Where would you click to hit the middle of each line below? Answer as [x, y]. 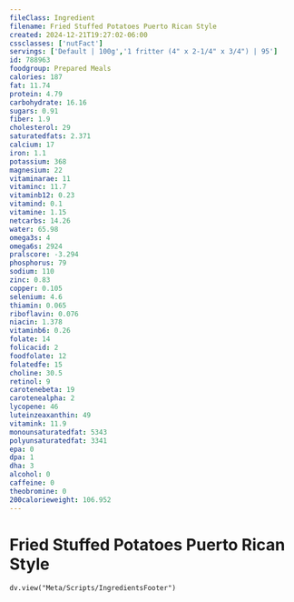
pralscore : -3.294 [44, 255]
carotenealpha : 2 [42, 398]
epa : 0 [22, 449]
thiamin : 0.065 [38, 306]
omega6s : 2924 [36, 246]
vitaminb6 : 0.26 [40, 331]
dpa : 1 [22, 457]
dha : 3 [22, 466]
